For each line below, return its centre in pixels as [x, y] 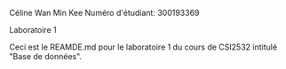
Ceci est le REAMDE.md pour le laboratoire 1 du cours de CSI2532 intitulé [143, 47]
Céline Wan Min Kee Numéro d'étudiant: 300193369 [104, 13]
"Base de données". [46, 56]
